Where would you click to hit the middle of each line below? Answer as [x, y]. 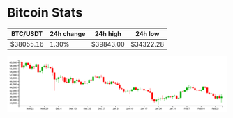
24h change [68, 34]
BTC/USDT [27, 34]
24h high [108, 34]
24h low [147, 34]
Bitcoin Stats [45, 13]
